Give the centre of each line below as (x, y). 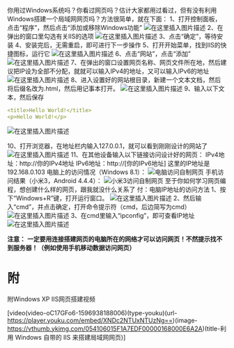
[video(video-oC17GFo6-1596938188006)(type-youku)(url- (92, 313)
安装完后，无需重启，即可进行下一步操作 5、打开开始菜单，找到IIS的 (123, 45)
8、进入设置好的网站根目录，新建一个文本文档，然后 (146, 80)
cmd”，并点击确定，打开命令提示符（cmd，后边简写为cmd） (103, 207)
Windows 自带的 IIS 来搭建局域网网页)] (70, 337)
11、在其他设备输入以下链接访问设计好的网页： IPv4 (145, 155)
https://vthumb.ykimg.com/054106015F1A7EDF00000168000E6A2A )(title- (114, 329)
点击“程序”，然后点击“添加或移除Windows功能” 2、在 (116, 27)
